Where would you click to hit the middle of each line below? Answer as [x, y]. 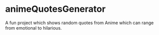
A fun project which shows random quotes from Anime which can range [79, 23]
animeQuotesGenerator [55, 9]
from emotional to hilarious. [34, 28]
